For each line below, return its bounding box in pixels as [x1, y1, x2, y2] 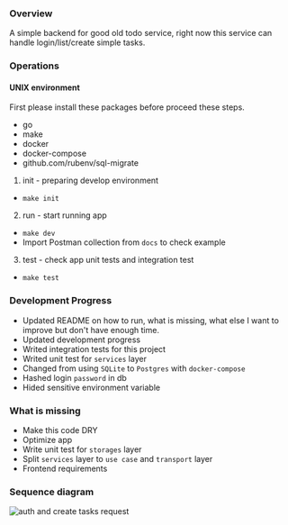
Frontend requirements [22, 463, 108, 475]
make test [22, 274, 60, 283]
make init [22, 195, 60, 204]
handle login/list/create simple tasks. [9, 37, 146, 48]
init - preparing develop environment [22, 175, 159, 186]
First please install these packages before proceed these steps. [9, 102, 245, 113]
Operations [9, 59, 60, 72]
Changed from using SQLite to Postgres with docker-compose [22, 363, 246, 374]
